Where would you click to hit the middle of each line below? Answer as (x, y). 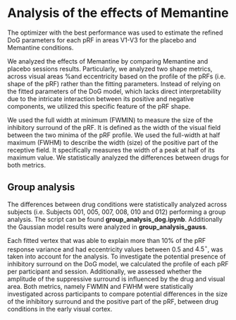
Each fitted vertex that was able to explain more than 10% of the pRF (107, 240)
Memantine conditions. (41, 47)
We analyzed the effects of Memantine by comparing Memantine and (108, 61)
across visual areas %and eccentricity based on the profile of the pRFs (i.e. (117, 76)
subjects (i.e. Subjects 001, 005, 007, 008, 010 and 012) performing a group (117, 212)
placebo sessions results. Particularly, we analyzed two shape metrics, (110, 69)
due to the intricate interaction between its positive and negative (101, 99)
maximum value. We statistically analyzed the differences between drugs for (118, 158)
